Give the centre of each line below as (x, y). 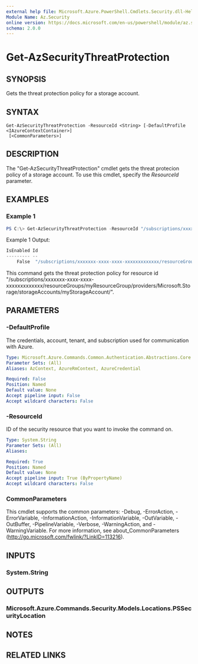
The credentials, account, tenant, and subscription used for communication (98, 340)
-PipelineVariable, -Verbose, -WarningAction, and (92, 524)
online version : (26, 22)
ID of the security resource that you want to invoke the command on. (90, 429)
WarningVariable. (27, 531)
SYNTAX (23, 112)
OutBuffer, (19, 524)
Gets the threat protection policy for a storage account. (73, 94)
